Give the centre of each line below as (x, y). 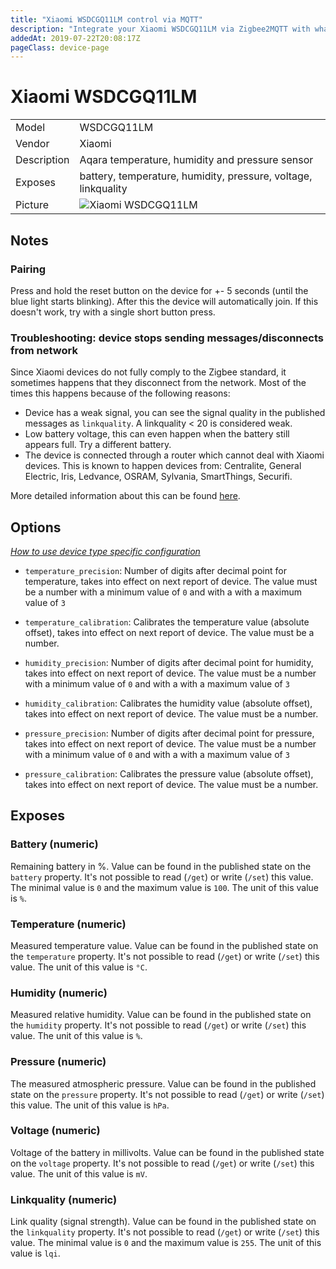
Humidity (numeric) (59, 993)
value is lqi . (35, 1253)
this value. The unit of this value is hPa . (90, 1105)
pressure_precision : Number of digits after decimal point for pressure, (169, 733)
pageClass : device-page (60, 47)
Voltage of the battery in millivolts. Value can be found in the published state (167, 1152)
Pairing (28, 269)
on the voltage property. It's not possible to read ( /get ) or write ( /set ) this (162, 1163)
